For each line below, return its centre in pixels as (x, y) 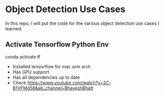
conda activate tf (23, 57)
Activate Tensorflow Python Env (57, 45)
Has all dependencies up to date (46, 77)
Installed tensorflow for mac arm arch (51, 66)
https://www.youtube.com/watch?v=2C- (69, 82)
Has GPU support (31, 72)
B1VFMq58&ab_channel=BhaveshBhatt (53, 88)
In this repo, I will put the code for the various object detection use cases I (82, 23)
